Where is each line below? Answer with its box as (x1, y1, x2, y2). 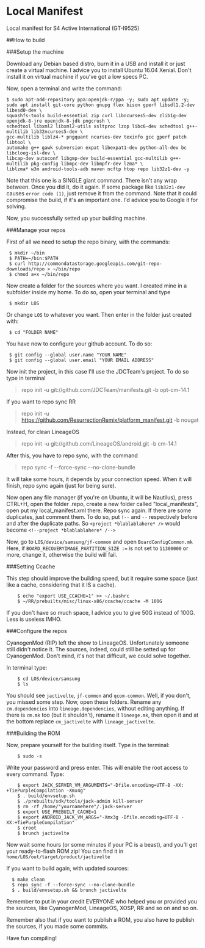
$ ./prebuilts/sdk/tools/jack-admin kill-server (17, 798, 143, 804)
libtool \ (6, 139, 32, 145)
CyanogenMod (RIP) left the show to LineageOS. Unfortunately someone (6, 639, 189, 646)
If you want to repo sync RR (6, 398, 76, 405)
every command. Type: (6, 770, 65, 778)
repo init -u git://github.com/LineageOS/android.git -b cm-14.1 (21, 440, 177, 447)
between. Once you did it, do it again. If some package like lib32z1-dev (6, 183, 185, 190)
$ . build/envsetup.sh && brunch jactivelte (12, 887, 127, 893)
